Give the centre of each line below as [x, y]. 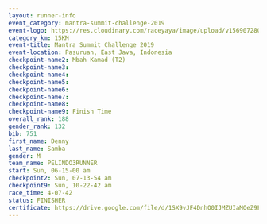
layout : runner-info [43, 15]
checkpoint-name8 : [39, 104]
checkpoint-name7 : [39, 97]
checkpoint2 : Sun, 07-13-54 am [60, 178]
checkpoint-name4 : [39, 75]
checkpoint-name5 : [39, 82]
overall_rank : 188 [39, 119]
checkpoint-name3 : [39, 68]
